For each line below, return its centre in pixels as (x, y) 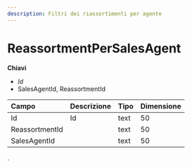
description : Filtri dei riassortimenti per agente (84, 14)
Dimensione (161, 106)
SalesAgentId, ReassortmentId (61, 89)
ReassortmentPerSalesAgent (94, 48)
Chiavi (17, 68)
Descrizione (90, 106)
